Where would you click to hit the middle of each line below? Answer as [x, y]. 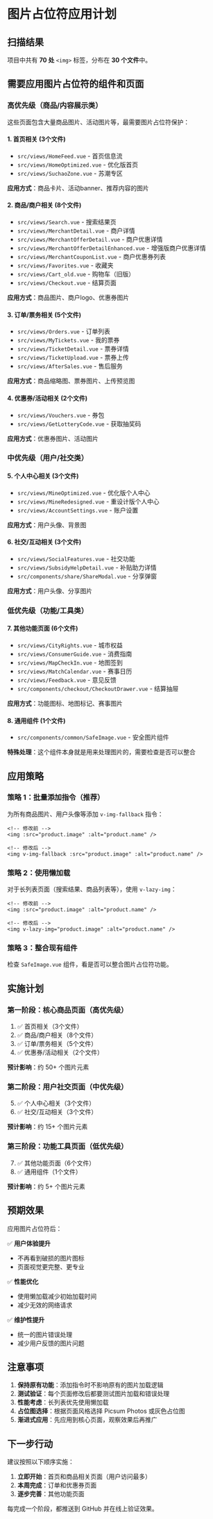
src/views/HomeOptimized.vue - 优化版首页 [78, 165]
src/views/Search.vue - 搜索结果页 [67, 222]
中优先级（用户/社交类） [48, 458]
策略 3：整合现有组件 [42, 948]
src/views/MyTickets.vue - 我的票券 [68, 340]
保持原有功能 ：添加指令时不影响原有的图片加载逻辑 [90, 1385]
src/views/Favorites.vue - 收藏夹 [65, 265]
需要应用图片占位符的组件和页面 [76, 84]
